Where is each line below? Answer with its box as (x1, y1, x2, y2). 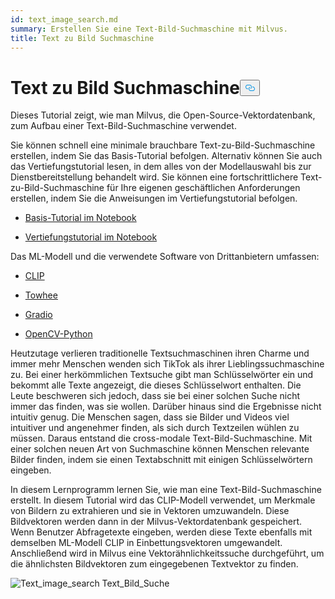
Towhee (24, 289, 58, 301)
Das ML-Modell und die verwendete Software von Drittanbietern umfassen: (10, 251, 320, 263)
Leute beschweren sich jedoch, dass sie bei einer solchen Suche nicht (10, 390, 301, 402)
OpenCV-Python (24, 328, 93, 340)
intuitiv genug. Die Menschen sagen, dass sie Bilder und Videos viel (10, 411, 290, 423)
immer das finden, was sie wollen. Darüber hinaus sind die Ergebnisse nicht (10, 401, 322, 413)
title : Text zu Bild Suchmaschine (10, 33, 155, 43)
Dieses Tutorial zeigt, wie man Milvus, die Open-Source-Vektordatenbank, (10, 109, 316, 121)
